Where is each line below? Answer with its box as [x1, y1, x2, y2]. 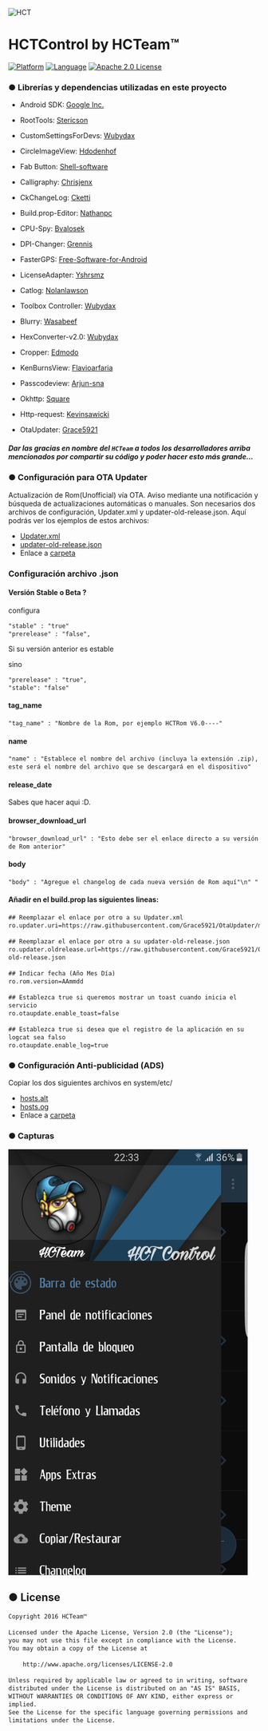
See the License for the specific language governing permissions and [8, 1709, 248, 1717]
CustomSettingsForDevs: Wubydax [19, 131, 136, 141]
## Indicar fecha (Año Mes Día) [8, 969, 116, 978]
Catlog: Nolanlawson [19, 286, 89, 296]
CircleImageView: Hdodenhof [19, 146, 117, 156]
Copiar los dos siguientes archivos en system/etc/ [8, 1078, 173, 1088]
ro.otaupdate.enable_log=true [8, 1041, 109, 1050]
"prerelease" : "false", [8, 629, 91, 638]
